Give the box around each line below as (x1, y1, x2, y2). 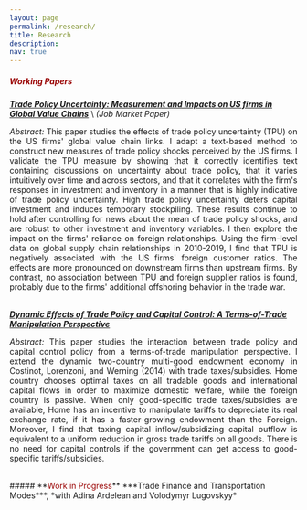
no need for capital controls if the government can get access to (9, 443, 271, 454)
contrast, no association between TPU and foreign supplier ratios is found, (9, 271, 298, 283)
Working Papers (9, 75, 73, 87)
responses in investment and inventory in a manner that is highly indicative (9, 185, 298, 196)
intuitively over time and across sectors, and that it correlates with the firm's (9, 175, 298, 186)
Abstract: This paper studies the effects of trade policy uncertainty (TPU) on (9, 126, 298, 137)
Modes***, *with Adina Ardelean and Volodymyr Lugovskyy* (9, 490, 238, 501)
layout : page (9, 13, 59, 23)
